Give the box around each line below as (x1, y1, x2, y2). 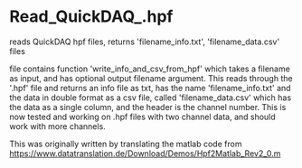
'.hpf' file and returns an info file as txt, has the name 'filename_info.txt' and (9, 82, 291, 93)
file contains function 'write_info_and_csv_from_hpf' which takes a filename (9, 63, 291, 74)
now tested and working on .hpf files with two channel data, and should (9, 111, 276, 122)
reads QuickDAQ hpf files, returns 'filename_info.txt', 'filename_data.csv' (9, 36, 280, 47)
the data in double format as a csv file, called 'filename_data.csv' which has (9, 92, 292, 103)
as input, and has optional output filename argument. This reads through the (9, 72, 293, 83)
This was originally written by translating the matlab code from (9, 138, 242, 149)
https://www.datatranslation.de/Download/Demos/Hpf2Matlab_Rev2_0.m (9, 147, 281, 159)
